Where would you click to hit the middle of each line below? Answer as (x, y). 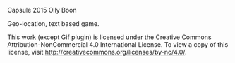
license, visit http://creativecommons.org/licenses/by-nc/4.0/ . (97, 52)
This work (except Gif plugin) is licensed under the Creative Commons (109, 37)
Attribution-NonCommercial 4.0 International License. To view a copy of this (118, 44)
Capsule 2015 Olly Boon (42, 10)
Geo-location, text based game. (54, 23)
